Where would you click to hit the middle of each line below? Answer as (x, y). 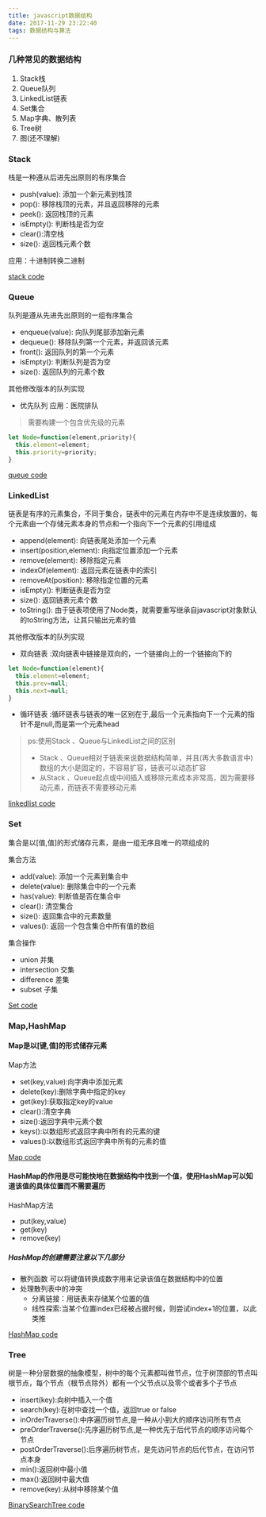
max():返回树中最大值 (54, 1479)
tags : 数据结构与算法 (40, 30)
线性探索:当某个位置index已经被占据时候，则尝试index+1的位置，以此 (144, 1309)
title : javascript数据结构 (50, 15)
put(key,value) (43, 1221)
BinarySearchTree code (47, 1505)
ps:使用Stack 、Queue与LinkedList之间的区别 (101, 741)
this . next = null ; (42, 691)
